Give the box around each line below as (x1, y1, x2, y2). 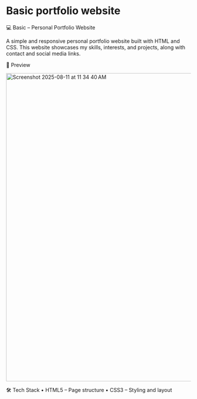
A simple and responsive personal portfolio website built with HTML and (6, 37, 180, 45)
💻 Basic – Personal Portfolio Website (6, 24, 96, 31)
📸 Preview (6, 61, 30, 68)
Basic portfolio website (6, 4, 121, 18)
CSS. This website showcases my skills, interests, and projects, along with (6, 43, 186, 51)
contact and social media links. (6, 50, 81, 57)
